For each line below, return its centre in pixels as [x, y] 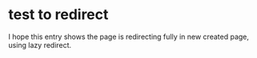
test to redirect [58, 15]
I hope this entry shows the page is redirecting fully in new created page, [129, 37]
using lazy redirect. [40, 44]
